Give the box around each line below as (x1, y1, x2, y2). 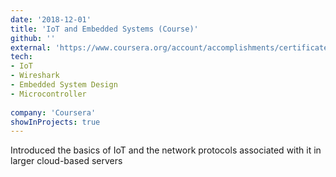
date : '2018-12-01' (10, 14, 92, 25)
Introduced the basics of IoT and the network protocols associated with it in (10, 144, 322, 156)
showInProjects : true (10, 117, 101, 127)
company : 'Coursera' (10, 107, 97, 118)
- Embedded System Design (10, 80, 118, 90)
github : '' (10, 33, 56, 43)
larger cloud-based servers (10, 155, 123, 167)
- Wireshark (10, 71, 60, 81)
